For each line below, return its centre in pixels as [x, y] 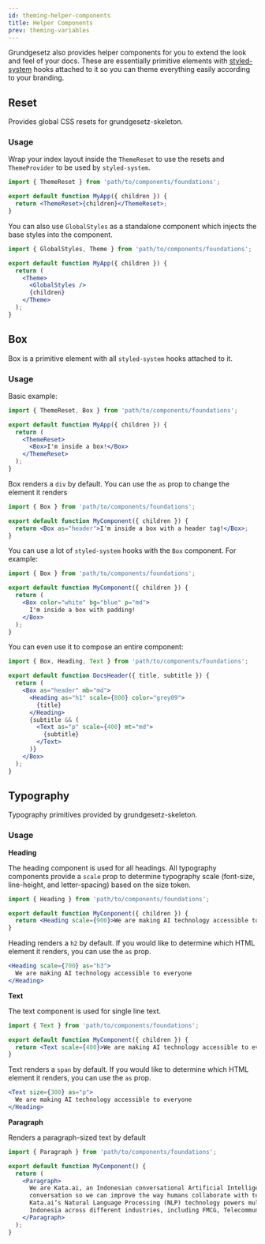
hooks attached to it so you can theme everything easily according [142, 70]
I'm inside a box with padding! [82, 610]
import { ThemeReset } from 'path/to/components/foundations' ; [114, 182]
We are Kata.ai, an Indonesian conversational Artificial [126, 1188]
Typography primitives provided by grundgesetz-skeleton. [103, 815]
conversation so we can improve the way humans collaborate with [138, 1196]
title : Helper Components [50, 23]
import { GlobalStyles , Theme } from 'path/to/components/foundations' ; [130, 249]
